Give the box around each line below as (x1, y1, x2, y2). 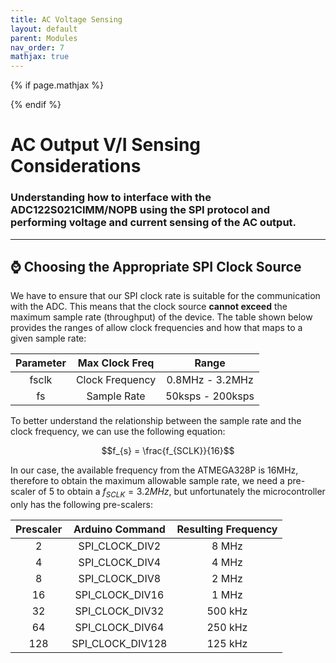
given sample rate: (10, 332, 87, 345)
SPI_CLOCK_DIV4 (78, 556, 162, 570)
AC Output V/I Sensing (10, 134, 202, 156)
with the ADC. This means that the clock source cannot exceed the (10, 301, 288, 313)
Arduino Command (73, 522, 166, 536)
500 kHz (206, 604, 248, 618)
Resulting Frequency (176, 522, 278, 536)
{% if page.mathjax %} (10, 79, 105, 91)
